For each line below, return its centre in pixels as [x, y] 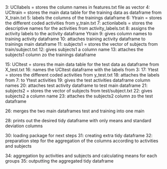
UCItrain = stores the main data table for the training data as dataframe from [83, 12]
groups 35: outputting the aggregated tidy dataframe [59, 161]
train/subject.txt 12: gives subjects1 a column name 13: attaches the [74, 49]
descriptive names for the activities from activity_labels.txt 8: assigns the [80, 28]
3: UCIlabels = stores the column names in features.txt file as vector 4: [78, 7]
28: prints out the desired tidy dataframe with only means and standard [78, 121]
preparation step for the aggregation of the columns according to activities [82, 141]
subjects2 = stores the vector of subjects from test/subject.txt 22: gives [79, 91]
